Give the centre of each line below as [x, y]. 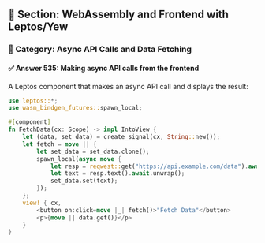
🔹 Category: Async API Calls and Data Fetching [100, 50]
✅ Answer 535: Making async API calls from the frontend [104, 68]
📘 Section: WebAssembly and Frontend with [118, 15]
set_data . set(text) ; [84, 181]
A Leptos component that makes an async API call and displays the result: [128, 86]
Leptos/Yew [38, 27]
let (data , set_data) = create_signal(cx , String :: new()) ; [121, 137]
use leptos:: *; [33, 101]
